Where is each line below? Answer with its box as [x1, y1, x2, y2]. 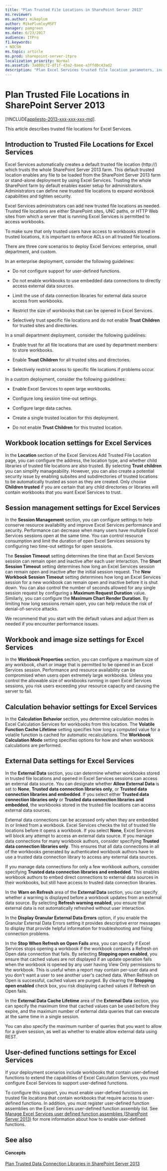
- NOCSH [5, 44, 21, 49]
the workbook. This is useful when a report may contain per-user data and [5, 967, 158, 973]
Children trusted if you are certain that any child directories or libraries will [5, 484, 159, 490]
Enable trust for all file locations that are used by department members [12, 342, 158, 348]
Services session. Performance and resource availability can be [5, 667, 136, 673]
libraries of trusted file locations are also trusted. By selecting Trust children [5, 462, 162, 469]
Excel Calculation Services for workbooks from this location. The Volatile [5, 721, 155, 727]
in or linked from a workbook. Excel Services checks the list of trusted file [5, 822, 156, 828]
